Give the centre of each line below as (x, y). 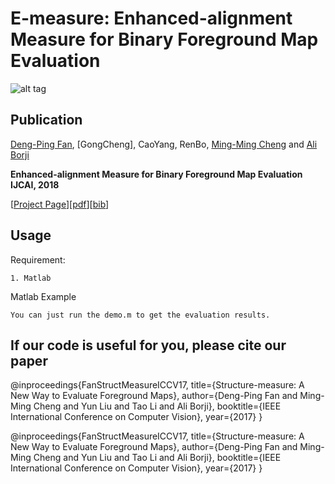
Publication (46, 120)
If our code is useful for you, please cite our (148, 345)
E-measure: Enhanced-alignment (151, 18)
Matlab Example (43, 296)
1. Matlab (31, 278)
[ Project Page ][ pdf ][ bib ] (60, 204)
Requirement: (38, 259)
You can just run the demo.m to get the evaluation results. (140, 315)
